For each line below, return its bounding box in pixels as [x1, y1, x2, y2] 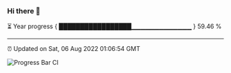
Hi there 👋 [7, 6, 41, 16]
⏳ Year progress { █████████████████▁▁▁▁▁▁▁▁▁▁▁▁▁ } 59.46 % [7, 22, 222, 30]
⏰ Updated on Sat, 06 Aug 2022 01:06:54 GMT [7, 45, 141, 53]
